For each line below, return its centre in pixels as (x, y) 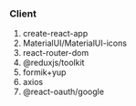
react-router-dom (56, 53)
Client (23, 14)
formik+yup (44, 72)
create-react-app (55, 34)
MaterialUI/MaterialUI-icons (75, 43)
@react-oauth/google (63, 92)
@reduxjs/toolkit (53, 63)
